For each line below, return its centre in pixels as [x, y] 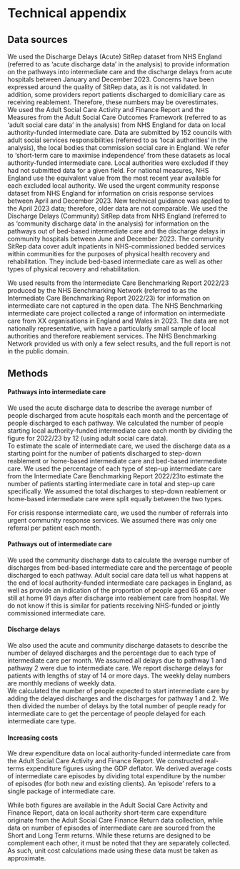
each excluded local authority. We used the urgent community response [114, 186]
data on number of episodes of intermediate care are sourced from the [111, 828]
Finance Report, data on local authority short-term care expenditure [107, 813]
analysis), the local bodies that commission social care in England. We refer [119, 147]
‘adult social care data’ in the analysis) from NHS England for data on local [117, 125]
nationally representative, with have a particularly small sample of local [112, 328]
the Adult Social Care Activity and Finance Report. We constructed [105, 761]
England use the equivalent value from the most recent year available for [114, 178]
